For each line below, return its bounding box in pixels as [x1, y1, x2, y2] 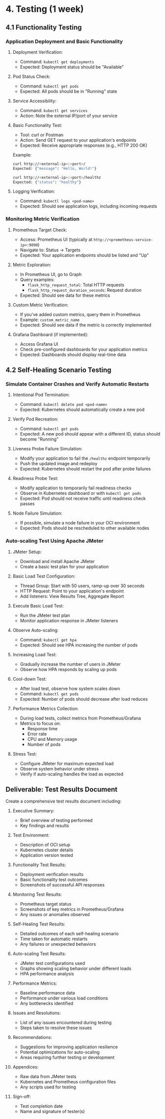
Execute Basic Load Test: [12, 602, 64, 608]
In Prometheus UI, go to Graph [20, 271, 82, 277]
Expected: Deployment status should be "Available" [20, 64, 124, 70]
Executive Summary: [12, 808, 55, 814]
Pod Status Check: [12, 73, 51, 80]
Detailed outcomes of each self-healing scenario [20, 931, 119, 937]
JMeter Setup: [12, 549, 42, 555]
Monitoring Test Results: [12, 891, 62, 897]
